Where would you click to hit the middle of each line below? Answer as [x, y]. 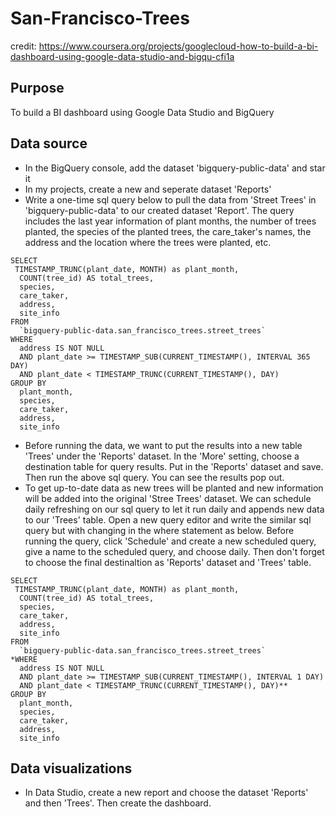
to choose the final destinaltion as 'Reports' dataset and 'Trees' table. [168, 562]
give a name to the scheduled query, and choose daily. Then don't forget [174, 551]
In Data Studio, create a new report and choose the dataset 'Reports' [166, 793]
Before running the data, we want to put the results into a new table [163, 445]
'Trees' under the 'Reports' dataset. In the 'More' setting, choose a [162, 456]
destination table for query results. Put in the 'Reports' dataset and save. [174, 466]
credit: [23, 46]
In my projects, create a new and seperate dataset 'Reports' [148, 189]
